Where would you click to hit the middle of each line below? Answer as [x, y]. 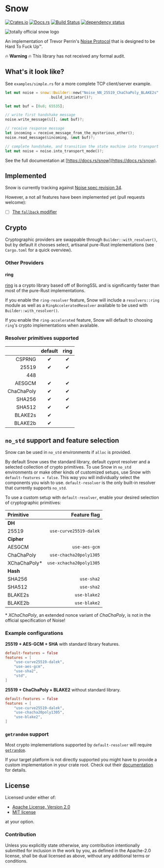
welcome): [16, 203]
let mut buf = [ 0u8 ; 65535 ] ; [35, 106]
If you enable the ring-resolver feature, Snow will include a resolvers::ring [82, 300]
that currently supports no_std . [36, 488]
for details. [16, 770]
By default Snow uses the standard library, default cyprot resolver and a [78, 462]
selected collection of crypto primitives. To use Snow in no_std [68, 467]
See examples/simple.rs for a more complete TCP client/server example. [78, 84]
